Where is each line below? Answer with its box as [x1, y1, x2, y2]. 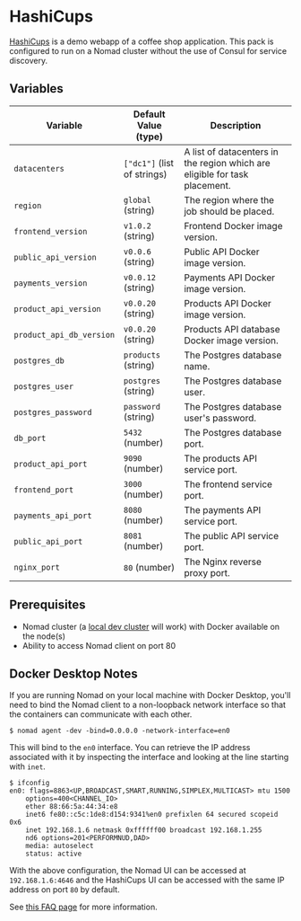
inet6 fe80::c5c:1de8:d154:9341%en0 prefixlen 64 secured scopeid [25, 810, 279, 819]
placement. [183, 179, 231, 191]
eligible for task [183, 168, 249, 181]
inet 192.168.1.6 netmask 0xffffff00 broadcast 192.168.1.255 [25, 826, 262, 835]
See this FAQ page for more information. [9, 901, 159, 913]
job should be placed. [183, 205, 275, 217]
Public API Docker [183, 245, 260, 258]
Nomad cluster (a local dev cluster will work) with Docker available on [21, 621, 280, 632]
